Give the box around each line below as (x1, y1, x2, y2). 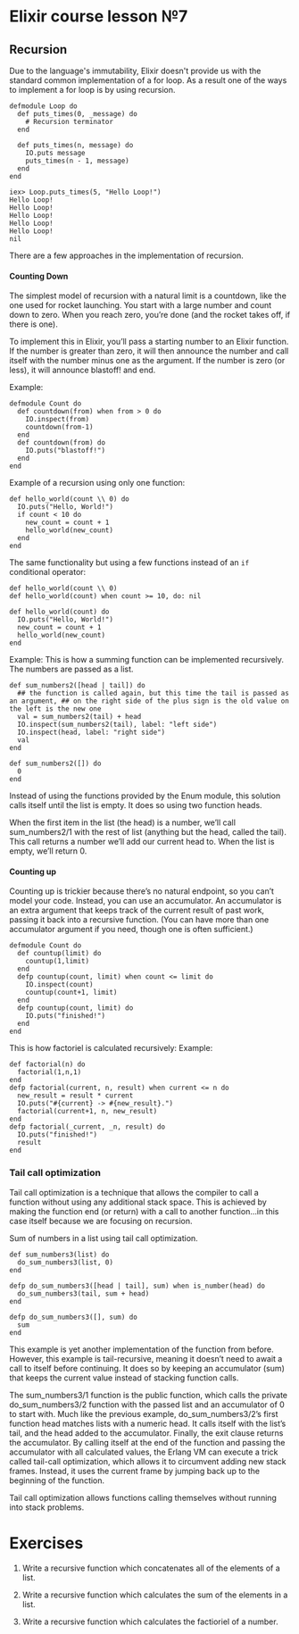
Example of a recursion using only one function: (9, 478, 186, 488)
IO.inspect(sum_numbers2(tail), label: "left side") (17, 721, 218, 729)
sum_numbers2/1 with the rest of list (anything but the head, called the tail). (9, 827, 287, 838)
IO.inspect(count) (25, 980, 94, 989)
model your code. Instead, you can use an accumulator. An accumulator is (9, 896, 282, 906)
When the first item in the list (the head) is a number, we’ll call (9, 817, 237, 828)
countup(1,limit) (25, 957, 90, 966)
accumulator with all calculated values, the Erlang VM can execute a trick (9, 1446, 278, 1457)
